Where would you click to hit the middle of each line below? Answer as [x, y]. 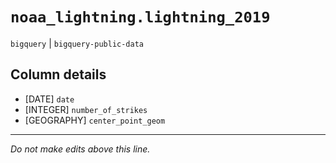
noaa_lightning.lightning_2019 [140, 17]
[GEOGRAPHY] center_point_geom [95, 120]
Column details [58, 74]
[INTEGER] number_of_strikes [86, 109]
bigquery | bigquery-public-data [77, 43]
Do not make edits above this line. [80, 149]
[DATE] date [49, 99]
